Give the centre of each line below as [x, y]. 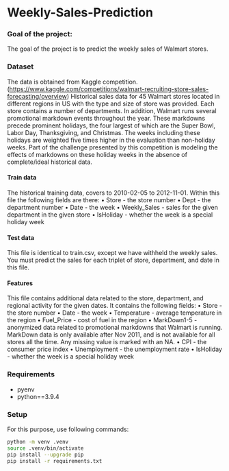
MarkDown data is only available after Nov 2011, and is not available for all [111, 335]
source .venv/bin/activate [45, 448]
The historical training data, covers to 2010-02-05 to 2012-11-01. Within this [113, 193]
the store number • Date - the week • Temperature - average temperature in [114, 313]
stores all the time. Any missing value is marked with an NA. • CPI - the [107, 342]
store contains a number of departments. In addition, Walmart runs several [112, 110]
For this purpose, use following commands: [68, 429]
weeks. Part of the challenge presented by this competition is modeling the [112, 147]
